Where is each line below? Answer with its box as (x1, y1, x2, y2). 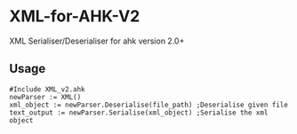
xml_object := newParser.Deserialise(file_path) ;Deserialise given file (9, 100, 289, 109)
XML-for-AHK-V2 (9, 6, 140, 27)
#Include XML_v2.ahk (9, 84, 86, 94)
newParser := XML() (9, 92, 82, 101)
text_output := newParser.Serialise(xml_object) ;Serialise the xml (9, 108, 269, 117)
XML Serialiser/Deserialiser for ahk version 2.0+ (9, 35, 185, 46)
